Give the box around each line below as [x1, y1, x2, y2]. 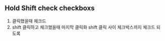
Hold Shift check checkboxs [5, 4, 95, 12]
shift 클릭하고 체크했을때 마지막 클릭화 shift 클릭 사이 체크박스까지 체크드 [12, 24, 155, 30]
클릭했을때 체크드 [12, 17, 46, 24]
